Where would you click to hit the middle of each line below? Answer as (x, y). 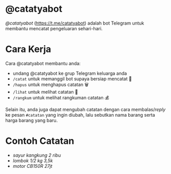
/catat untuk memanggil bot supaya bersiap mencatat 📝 (72, 79)
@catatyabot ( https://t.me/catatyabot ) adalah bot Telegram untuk (75, 23)
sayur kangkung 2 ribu (37, 155)
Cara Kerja (28, 49)
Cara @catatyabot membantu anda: (43, 63)
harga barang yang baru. (32, 120)
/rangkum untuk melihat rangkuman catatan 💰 (61, 97)
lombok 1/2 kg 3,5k (33, 160)
